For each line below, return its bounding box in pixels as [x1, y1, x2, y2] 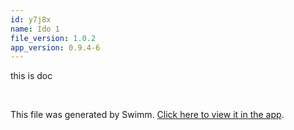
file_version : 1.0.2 [10, 33, 97, 43]
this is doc [10, 70, 53, 82]
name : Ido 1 [10, 24, 60, 34]
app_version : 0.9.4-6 [10, 42, 101, 53]
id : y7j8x [10, 14, 52, 25]
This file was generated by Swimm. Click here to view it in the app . [10, 109, 285, 121]
